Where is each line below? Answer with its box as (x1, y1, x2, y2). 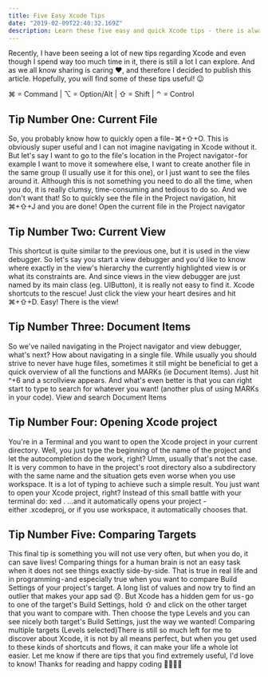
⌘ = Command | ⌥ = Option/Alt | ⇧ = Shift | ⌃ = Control (8, 90, 195, 99)
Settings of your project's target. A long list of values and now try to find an (8, 583, 256, 592)
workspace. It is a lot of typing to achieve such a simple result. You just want (8, 479, 260, 488)
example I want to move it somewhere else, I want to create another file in (8, 159, 251, 169)
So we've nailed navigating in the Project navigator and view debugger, (8, 341, 242, 351)
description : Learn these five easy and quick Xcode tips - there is (8, 26, 245, 34)
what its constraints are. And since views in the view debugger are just (8, 272, 241, 281)
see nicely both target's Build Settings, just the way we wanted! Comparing (8, 617, 255, 627)
